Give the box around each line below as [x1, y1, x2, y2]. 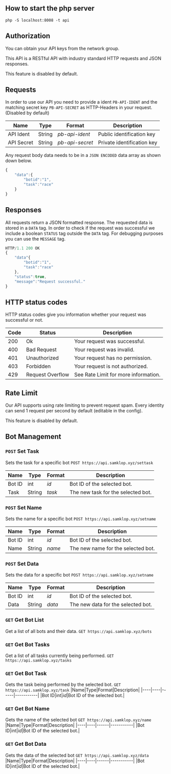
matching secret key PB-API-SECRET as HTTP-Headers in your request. [5, 105, 152, 111]
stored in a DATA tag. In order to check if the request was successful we [5, 225, 155, 231]
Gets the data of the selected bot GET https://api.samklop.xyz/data [5, 752, 149, 758]
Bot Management [5, 432, 61, 441]
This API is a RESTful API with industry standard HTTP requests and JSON [5, 55, 162, 61]
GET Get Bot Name [5, 705, 50, 712]
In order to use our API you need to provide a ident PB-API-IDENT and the [5, 99, 158, 105]
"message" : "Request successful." [14, 279, 86, 284]
